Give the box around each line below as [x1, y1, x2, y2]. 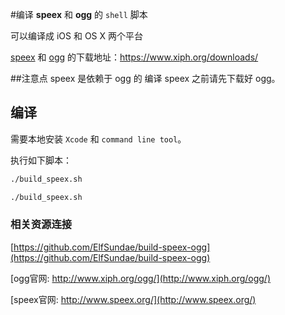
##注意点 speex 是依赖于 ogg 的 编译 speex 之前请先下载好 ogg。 [10, 73, 281, 84]
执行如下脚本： [10, 154, 72, 166]
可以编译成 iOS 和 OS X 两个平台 [10, 30, 144, 42]
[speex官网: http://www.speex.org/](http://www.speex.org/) [10, 293, 257, 305]
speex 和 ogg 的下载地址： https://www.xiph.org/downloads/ [10, 51, 259, 63]
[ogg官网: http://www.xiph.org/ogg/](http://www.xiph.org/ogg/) [10, 272, 272, 284]
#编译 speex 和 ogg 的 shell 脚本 [10, 9, 148, 20]
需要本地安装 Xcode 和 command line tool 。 [10, 133, 187, 145]
